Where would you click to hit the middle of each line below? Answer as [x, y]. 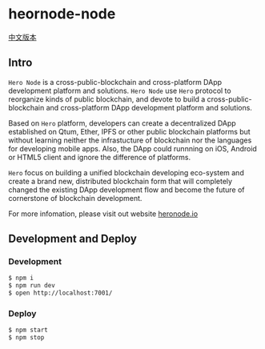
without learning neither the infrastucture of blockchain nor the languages [130, 140]
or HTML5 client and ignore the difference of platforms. [99, 157]
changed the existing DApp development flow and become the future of [127, 190]
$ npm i [21, 278]
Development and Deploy [73, 239]
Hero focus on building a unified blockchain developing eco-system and [126, 172]
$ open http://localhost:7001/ [60, 293]
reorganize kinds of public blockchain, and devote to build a [107, 99]
